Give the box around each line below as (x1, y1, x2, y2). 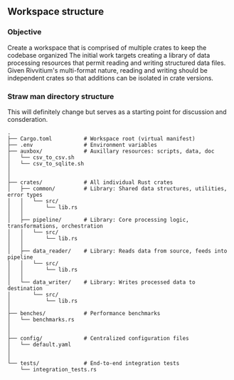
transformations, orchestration (7, 222, 103, 230)
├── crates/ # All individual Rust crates (7, 178, 174, 186)
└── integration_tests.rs (20, 366, 97, 373)
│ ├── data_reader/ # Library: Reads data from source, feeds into (7, 247, 228, 255)
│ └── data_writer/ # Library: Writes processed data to (7, 278, 196, 286)
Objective (7, 27, 42, 37)
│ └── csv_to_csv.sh (7, 153, 75, 161)
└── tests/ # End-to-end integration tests (7, 359, 180, 366)
